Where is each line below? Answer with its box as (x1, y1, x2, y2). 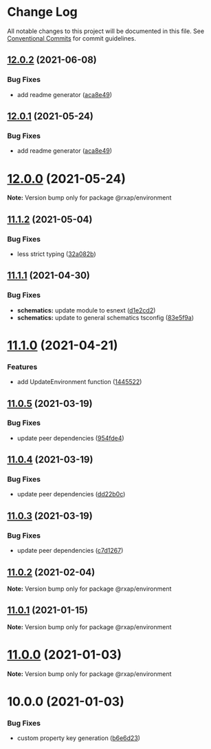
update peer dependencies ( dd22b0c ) (16, 490, 126, 498)
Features (7, 362, 38, 372)
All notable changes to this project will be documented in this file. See (7, 27, 205, 35)
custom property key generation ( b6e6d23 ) (16, 734, 141, 742)
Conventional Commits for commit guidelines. (7, 34, 136, 42)
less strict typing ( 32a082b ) (16, 249, 96, 258)
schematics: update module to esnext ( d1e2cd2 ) (16, 306, 156, 314)
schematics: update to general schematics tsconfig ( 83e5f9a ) (16, 313, 195, 321)
